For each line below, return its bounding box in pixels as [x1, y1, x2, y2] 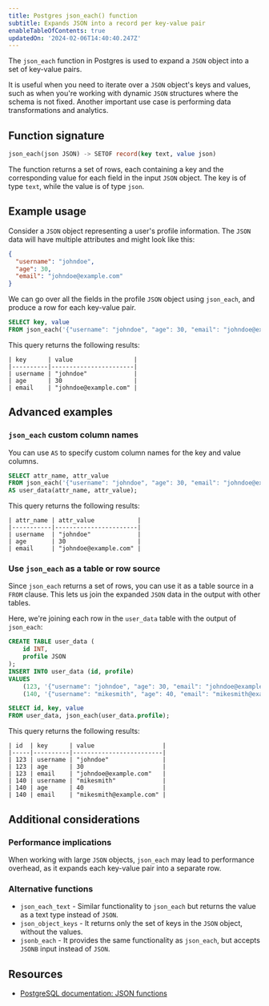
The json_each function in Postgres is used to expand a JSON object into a [8, 56, 250, 66]
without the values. [19, 927, 83, 937]
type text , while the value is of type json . [8, 181, 145, 191]
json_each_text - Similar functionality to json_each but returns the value [19, 902, 256, 911]
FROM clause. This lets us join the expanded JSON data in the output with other [8, 590, 261, 599]
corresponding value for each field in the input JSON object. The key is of [8, 173, 247, 183]
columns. [8, 456, 39, 465]
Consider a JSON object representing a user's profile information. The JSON [8, 226, 251, 235]
